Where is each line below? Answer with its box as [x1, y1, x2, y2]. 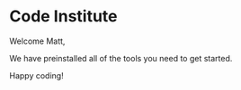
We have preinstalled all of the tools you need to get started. [9, 53, 233, 63]
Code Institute [9, 6, 119, 27]
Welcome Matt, [9, 36, 66, 46]
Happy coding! [9, 70, 65, 81]
